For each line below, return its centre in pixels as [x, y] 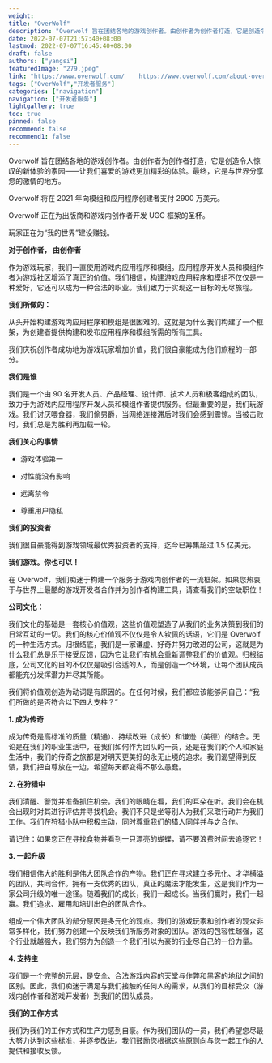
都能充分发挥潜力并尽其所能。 [58, 675]
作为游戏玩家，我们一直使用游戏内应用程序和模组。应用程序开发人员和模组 [132, 267]
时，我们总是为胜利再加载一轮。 [62, 424]
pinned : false [32, 122]
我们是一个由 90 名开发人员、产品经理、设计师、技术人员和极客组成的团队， [136, 393]
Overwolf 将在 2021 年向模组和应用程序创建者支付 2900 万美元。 [117, 198]
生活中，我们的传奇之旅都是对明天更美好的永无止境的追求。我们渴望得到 [129, 757]
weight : [21, 16]
